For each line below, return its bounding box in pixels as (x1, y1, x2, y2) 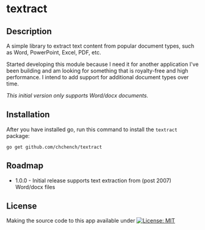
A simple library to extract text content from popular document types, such (6, 42, 195, 49)
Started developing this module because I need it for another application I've (6, 60, 199, 68)
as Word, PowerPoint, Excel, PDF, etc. (6, 49, 102, 56)
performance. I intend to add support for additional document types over (6, 74, 189, 81)
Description (6, 26, 52, 37)
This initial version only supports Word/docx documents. (6, 92, 148, 99)
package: (6, 132, 30, 139)
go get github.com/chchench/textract (6, 144, 103, 150)
